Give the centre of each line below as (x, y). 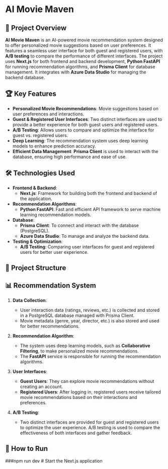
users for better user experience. (54, 252)
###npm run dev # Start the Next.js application (54, 461)
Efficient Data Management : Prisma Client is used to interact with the (85, 151)
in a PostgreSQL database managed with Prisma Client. (77, 315)
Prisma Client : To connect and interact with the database (79, 225)
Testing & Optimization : (37, 241)
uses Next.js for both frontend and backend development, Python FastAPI (83, 61)
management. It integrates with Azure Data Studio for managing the (76, 72)
